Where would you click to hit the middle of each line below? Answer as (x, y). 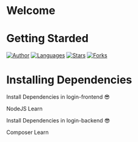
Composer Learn (27, 132)
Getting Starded (47, 39)
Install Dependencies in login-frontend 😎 (58, 97)
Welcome (31, 11)
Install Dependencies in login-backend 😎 (58, 121)
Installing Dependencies (69, 80)
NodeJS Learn (24, 109)
